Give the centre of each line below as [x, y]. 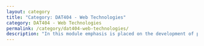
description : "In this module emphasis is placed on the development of [100, 34]
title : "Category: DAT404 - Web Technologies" [66, 17]
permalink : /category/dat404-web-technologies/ [68, 28]
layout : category [28, 12]
